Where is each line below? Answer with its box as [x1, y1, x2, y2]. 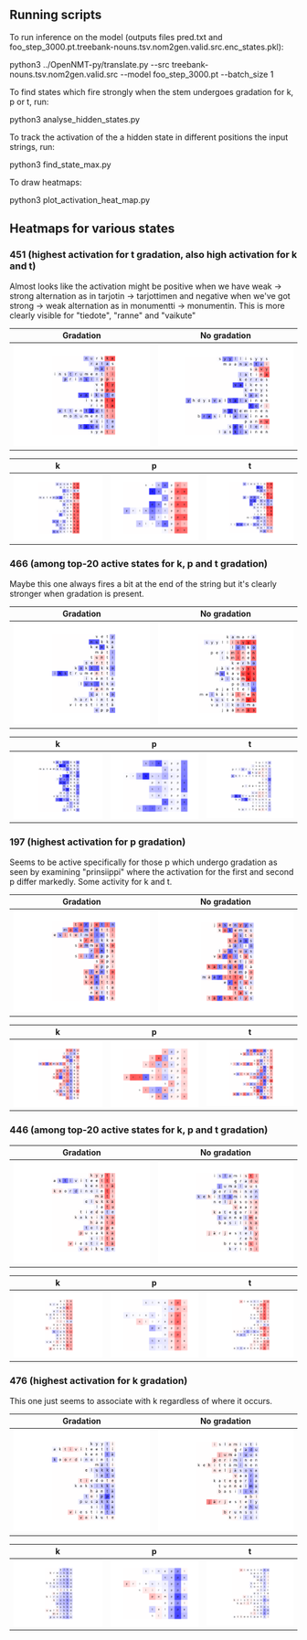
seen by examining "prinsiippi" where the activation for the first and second [9, 866, 294, 877]
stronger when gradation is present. [9, 588, 144, 599]
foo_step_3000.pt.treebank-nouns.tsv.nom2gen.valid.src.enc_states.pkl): [9, 41, 284, 52]
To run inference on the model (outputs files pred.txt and [9, 31, 223, 42]
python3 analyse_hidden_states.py [9, 113, 140, 124]
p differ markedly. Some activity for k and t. [9, 876, 173, 887]
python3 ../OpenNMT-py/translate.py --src [9, 59, 171, 69]
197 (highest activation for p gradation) [9, 836, 186, 848]
